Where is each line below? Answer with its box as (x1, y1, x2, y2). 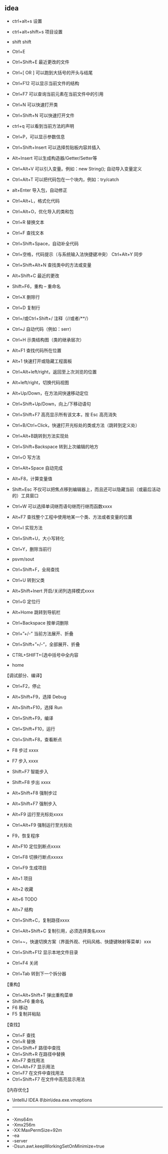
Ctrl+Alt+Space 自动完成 (12, 465, 63, 471)
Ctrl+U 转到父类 (12, 577, 45, 583)
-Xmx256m (12, 1121, 36, 1128)
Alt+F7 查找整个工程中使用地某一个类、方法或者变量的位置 (12, 514, 132, 520)
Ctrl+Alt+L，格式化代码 (12, 198, 60, 204)
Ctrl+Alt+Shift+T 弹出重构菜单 (12, 992, 73, 998)
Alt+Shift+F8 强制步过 (12, 789, 57, 796)
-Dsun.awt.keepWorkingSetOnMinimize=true (12, 1143, 105, 1149)
